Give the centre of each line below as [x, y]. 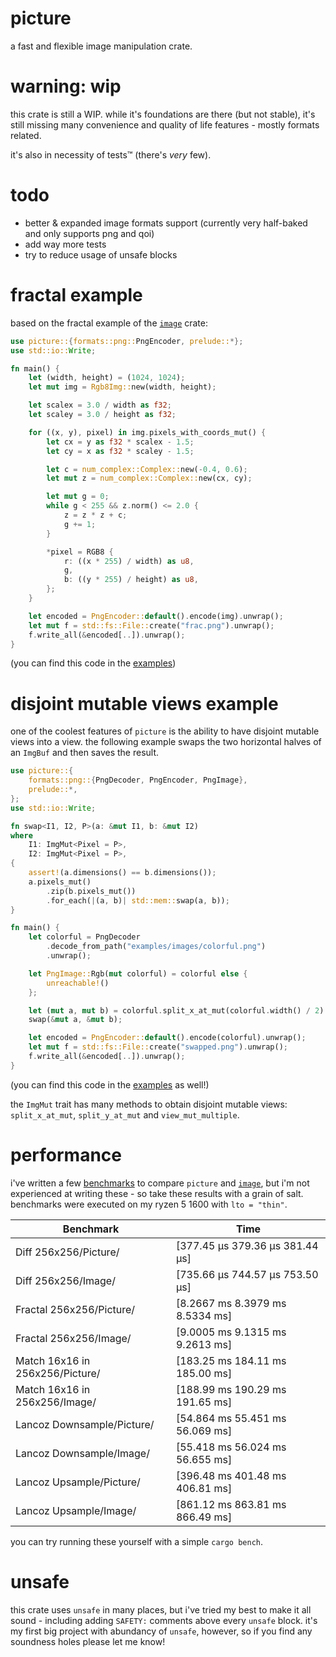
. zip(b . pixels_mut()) [91, 891]
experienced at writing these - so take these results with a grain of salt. [157, 1193]
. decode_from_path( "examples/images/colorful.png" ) [156, 947]
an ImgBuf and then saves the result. [85, 753]
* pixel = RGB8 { [80, 552]
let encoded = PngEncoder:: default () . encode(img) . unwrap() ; [156, 616]
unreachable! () [78, 983]
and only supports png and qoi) [89, 233]
